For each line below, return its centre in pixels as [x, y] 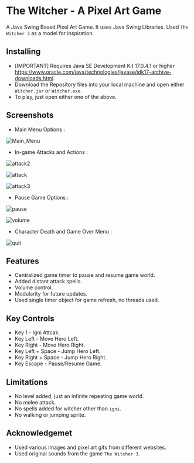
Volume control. [34, 287]
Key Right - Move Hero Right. [50, 345]
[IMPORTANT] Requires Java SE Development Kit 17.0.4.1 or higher [94, 66]
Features [23, 261]
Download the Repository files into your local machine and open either [99, 84]
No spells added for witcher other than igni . [68, 409]
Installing [23, 52]
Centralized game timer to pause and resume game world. [85, 275]
